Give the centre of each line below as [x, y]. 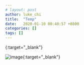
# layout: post [21, 10]
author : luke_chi [23, 14]
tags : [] [14, 33]
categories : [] [21, 28]
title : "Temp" [21, 19]
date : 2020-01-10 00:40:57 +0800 [42, 24]
